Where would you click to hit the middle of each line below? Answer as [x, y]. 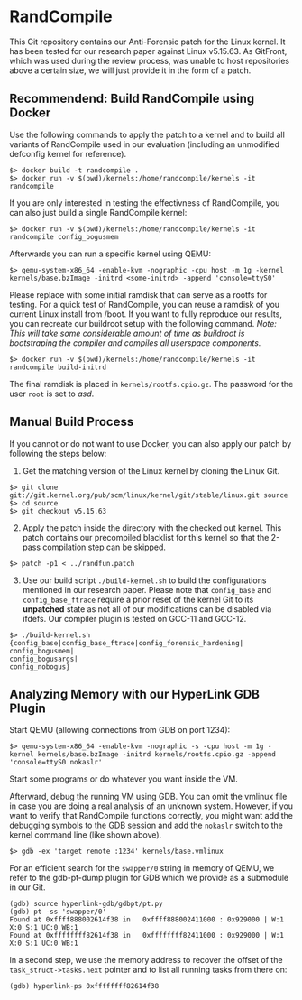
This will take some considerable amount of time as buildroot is [127, 333]
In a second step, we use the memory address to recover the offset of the [146, 960]
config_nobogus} [40, 667]
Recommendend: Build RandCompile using [132, 99]
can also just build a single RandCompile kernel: [98, 212]
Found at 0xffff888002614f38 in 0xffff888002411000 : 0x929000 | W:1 [146, 920]
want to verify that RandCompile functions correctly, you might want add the [151, 816]
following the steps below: [58, 453]
